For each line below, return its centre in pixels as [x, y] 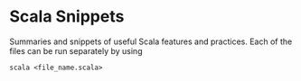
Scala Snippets [67, 17]
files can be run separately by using [76, 50]
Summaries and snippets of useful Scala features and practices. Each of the [151, 41]
